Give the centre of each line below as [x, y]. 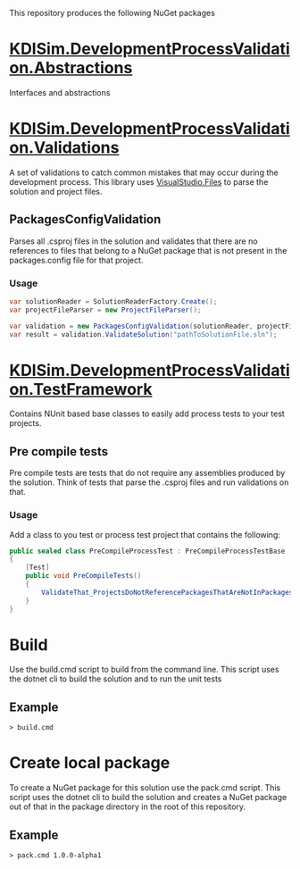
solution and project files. [56, 191]
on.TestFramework [81, 389]
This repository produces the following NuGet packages [112, 13]
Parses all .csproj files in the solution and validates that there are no [133, 241]
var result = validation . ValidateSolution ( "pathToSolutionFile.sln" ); [143, 334]
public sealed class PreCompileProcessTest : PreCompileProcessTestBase [147, 551]
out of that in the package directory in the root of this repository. [128, 806]
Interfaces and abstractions [60, 92]
